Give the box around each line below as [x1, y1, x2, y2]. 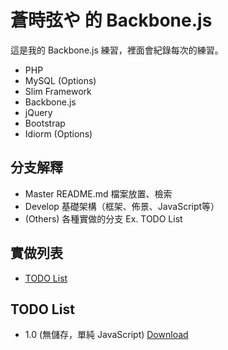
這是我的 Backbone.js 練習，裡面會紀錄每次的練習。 [10, 44, 224, 56]
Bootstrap [24, 117, 66, 129]
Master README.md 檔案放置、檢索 [24, 187, 173, 200]
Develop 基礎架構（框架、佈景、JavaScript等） [24, 200, 220, 212]
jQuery [24, 106, 53, 118]
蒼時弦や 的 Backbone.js [10, 9, 213, 32]
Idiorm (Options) [24, 127, 93, 140]
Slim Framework [24, 85, 92, 97]
